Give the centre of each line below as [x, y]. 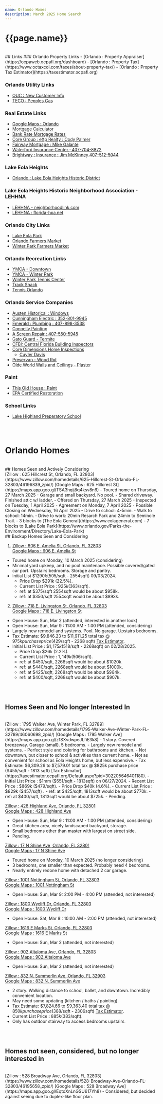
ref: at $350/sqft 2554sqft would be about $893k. [69, 597]
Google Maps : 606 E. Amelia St [44, 551]
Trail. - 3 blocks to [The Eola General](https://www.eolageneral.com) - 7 [77, 521]
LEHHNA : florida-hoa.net [38, 213]
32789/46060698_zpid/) [30, 734]
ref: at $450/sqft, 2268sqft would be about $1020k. [71, 662]
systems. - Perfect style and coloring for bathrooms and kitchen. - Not [76, 750]
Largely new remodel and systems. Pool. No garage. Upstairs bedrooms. [85, 631]
